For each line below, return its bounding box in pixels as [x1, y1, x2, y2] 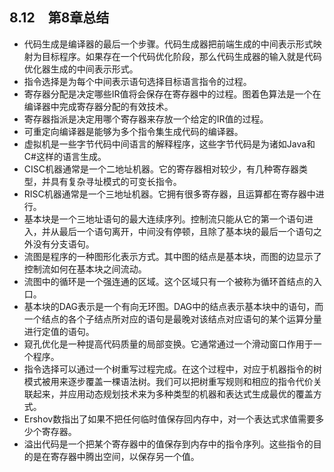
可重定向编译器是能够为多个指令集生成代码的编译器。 [23, 125, 244, 137]
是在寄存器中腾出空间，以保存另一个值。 [32, 450, 200, 462]
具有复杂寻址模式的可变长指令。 [50, 175, 182, 187]
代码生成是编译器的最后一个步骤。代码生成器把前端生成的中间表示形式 [23, 38, 314, 50]
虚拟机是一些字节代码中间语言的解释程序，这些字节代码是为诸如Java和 [23, 138, 316, 150]
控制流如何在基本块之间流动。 [23, 263, 147, 275]
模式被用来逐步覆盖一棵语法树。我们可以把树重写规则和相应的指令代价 [23, 375, 314, 387]
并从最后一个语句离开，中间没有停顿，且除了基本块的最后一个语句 [41, 225, 314, 237]
